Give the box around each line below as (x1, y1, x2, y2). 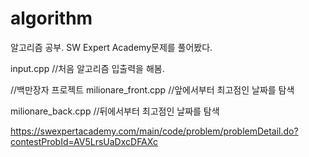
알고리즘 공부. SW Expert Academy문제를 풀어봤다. (10, 41, 213, 53)
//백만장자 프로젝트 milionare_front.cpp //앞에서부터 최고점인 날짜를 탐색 (10, 83, 295, 96)
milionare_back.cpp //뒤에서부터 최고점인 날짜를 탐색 (10, 105, 220, 117)
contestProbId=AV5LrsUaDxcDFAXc (10, 135, 158, 147)
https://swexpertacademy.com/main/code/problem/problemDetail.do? (10, 125, 299, 137)
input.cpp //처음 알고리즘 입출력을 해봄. (10, 62, 165, 74)
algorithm (10, 7, 93, 30)
